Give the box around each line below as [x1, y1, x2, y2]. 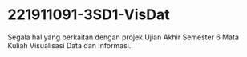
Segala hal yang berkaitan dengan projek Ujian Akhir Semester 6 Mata [7, 32, 240, 42]
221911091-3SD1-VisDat [7, 6, 170, 24]
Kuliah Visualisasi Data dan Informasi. [7, 40, 132, 50]
